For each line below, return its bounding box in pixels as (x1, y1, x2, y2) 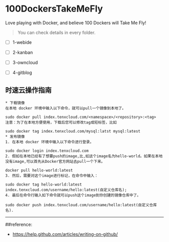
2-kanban (12, 49, 33, 55)
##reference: (5, 221, 33, 227)
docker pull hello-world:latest (5, 168, 73, 173)
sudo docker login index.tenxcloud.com (5, 148, 89, 153)
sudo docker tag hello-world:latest (5, 182, 82, 187)
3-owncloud (12, 59, 38, 66)
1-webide (12, 39, 32, 45)
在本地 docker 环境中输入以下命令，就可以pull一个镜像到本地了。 (5, 106, 126, 111)
